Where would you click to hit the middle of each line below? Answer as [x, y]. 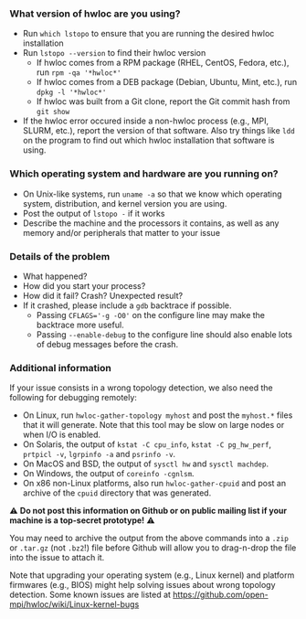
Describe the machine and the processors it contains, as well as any [151, 223]
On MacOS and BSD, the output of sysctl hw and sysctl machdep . [146, 464]
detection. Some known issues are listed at [90, 595]
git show [53, 112]
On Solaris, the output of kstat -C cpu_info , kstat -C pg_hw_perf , [147, 444]
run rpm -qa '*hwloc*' [79, 72]
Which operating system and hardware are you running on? [144, 174]
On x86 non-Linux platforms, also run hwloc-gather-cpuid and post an [154, 484]
